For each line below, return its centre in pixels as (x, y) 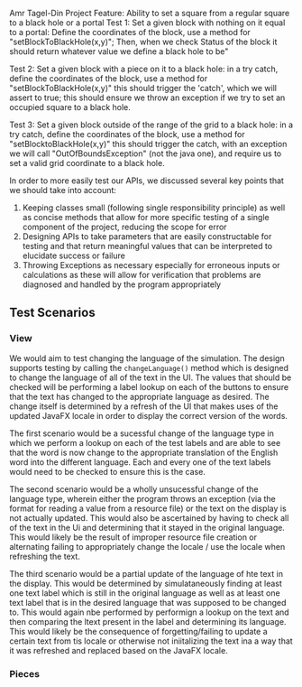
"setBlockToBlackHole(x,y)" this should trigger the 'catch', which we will (143, 88)
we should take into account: (63, 190)
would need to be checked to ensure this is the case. (107, 471)
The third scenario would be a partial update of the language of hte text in (146, 573)
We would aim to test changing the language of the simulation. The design (147, 358)
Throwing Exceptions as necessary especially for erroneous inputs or (151, 265)
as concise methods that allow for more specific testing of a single (146, 217)
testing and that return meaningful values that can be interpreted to (147, 246)
